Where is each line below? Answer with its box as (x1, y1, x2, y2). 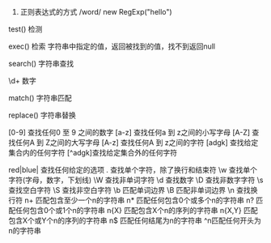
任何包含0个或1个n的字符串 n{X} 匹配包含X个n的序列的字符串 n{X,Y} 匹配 (15, 206, 258, 215)
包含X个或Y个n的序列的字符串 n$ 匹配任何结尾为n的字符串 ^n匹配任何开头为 (8, 215, 261, 225)
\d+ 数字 (8, 76, 36, 85)
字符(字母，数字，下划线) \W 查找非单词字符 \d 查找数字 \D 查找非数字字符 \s (8, 175, 264, 185)
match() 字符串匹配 (8, 93, 72, 103)
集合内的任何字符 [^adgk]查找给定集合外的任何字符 (8, 148, 178, 157)
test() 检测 (8, 24, 43, 34)
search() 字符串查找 (8, 59, 74, 68)
